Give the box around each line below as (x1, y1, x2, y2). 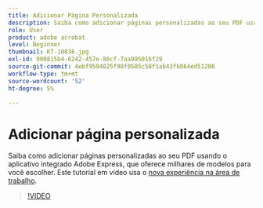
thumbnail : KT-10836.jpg (8, 48, 89, 56)
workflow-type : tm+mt (8, 70, 79, 78)
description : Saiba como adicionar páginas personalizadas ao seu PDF (8, 19, 243, 27)
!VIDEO (27, 192, 51, 201)
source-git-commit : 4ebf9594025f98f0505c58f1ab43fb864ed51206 (8, 63, 215, 71)
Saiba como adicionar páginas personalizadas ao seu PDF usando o (8, 151, 228, 161)
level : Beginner (8, 41, 61, 49)
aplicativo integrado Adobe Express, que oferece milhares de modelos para (8, 159, 252, 169)
